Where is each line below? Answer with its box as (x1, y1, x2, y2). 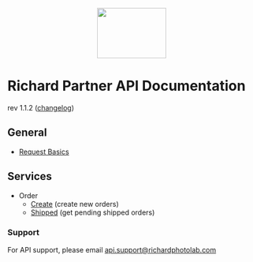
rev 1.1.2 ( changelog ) (7, 103, 75, 112)
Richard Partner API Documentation (7, 77, 246, 95)
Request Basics (18, 147, 69, 156)
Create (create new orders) (30, 199, 119, 208)
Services (7, 170, 53, 183)
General (7, 126, 48, 140)
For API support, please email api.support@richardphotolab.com (7, 245, 217, 254)
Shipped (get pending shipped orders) (30, 208, 155, 217)
